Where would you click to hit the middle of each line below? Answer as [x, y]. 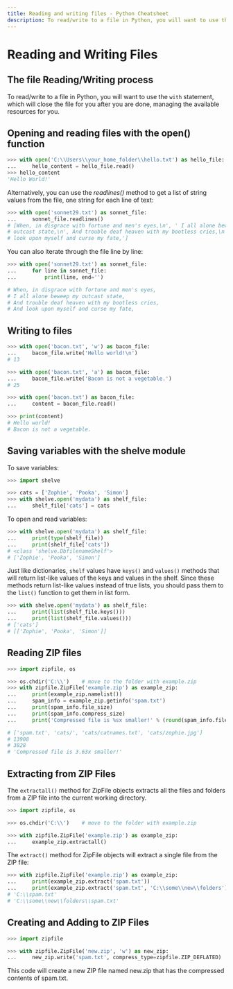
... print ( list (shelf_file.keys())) [67, 612]
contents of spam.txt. [38, 978]
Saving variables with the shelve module [96, 451]
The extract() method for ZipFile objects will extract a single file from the [112, 855]
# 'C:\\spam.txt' [32, 895]
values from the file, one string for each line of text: [80, 200]
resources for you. [34, 111]
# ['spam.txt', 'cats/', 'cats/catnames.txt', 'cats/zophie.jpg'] [105, 732]
